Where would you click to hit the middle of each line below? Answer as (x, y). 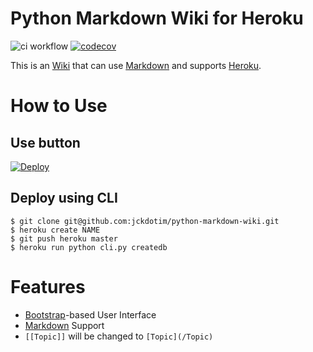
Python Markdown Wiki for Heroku (157, 18)
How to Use (59, 106)
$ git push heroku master (64, 238)
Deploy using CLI (64, 198)
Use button (45, 142)
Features (48, 286)
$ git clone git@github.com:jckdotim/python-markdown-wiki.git (145, 221)
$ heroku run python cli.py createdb (89, 247)
